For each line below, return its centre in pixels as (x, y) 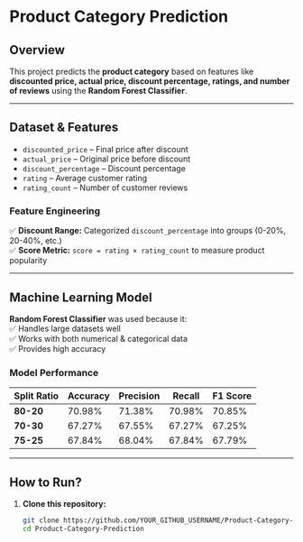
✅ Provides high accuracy (58, 348)
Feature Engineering (55, 211)
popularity (28, 261)
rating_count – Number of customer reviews (105, 188)
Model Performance (54, 372)
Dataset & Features (64, 128)
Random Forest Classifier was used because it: (98, 318)
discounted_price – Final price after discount (106, 149)
